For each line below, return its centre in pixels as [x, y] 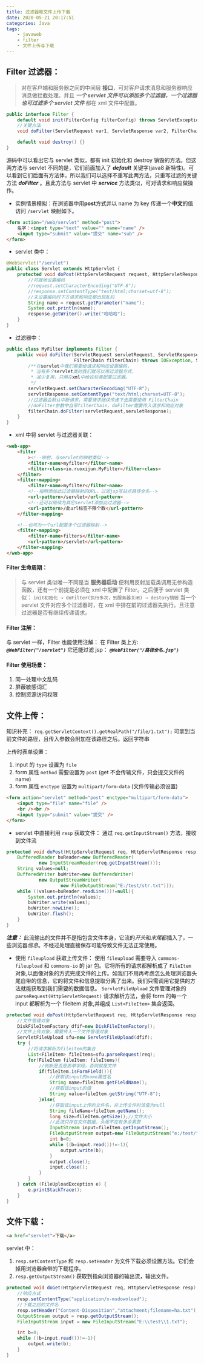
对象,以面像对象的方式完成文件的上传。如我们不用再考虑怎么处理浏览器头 [106, 973]
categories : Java [28, 23]
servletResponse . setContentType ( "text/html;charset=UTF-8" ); [107, 394]
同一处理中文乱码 [36, 680]
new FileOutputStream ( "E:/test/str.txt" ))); [117, 886]
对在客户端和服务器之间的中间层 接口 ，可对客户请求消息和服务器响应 [107, 87]
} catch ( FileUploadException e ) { [62, 1184]
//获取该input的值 [71, 1089]
